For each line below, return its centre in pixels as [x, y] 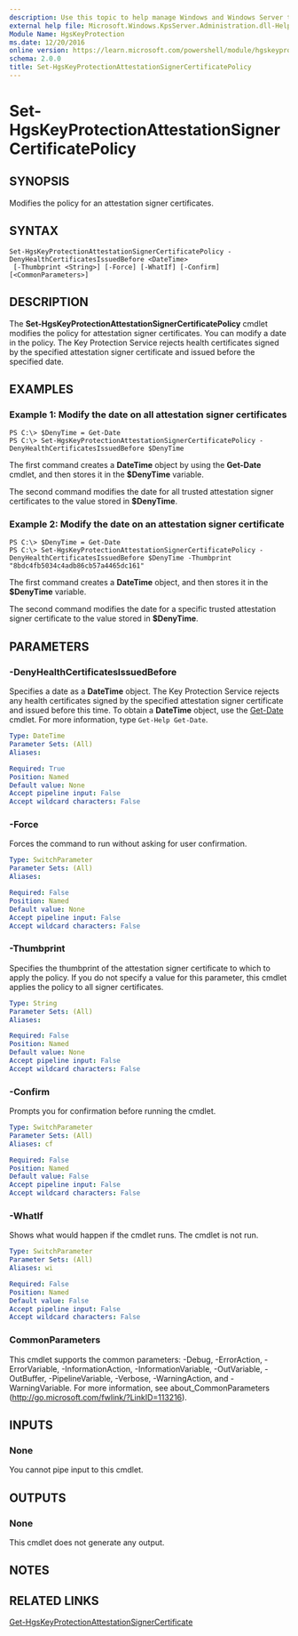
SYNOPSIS [39, 182]
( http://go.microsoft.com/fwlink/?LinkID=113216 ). [98, 1397]
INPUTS [31, 1426]
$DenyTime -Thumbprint [190, 558]
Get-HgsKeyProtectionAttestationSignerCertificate [101, 1622]
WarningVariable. [41, 1388]
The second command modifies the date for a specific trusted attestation [143, 609]
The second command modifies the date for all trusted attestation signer [141, 492]
